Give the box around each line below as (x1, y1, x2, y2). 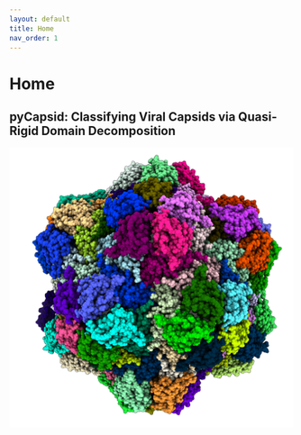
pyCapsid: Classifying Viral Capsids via (9, 109, 236, 124)
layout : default (9, 14, 70, 23)
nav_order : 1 (9, 33, 59, 42)
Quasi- (238, 109, 278, 124)
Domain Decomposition (41, 122, 176, 139)
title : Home (9, 23, 54, 33)
